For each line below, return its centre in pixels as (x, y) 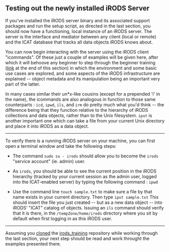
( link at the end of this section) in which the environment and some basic (81, 68)
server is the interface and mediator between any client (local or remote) (81, 36)
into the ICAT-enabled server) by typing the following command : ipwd (85, 182)
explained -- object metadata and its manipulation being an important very (83, 78)
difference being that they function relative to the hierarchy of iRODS (77, 110)
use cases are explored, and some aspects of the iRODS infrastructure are (83, 73)
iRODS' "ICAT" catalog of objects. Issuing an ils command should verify (88, 207)
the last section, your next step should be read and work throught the (77, 238)
